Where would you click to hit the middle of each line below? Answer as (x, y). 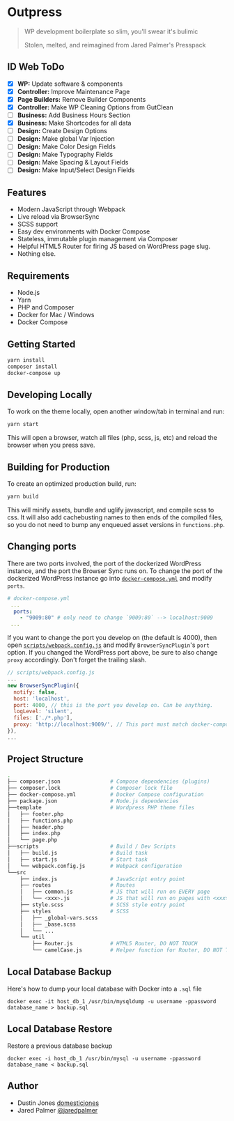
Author (23, 1086)
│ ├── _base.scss (48, 924)
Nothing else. (36, 254)
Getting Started (41, 344)
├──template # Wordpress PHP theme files (101, 807)
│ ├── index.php (34, 834)
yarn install (26, 360)
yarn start (23, 425)
